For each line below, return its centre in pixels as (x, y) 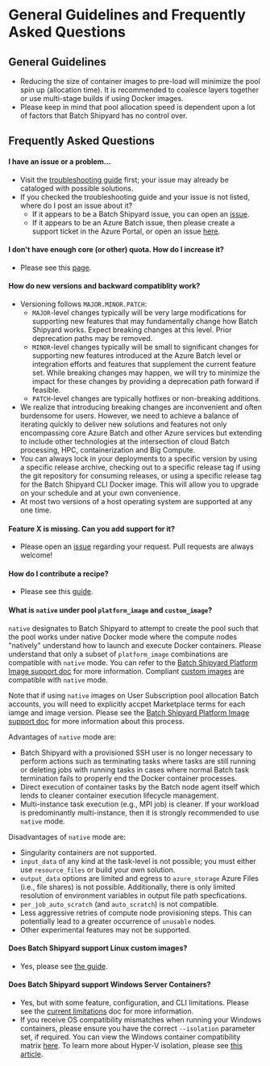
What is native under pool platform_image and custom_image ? (110, 610)
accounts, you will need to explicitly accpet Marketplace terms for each (127, 704)
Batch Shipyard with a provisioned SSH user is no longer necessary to (136, 752)
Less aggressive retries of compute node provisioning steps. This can (136, 912)
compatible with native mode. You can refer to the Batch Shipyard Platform (133, 662)
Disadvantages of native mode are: (67, 836)
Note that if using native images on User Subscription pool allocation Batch (134, 695)
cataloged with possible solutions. (77, 188)
